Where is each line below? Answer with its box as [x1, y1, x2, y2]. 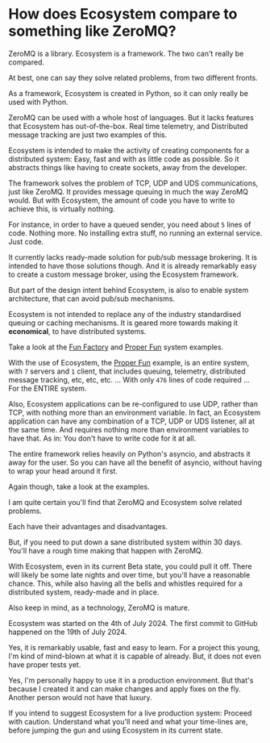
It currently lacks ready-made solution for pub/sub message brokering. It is [8, 252, 258, 262]
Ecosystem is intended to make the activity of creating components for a [8, 145, 250, 155]
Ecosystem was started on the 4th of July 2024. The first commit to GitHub [8, 618, 258, 628]
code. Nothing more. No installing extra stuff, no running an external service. [8, 227, 263, 238]
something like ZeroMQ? [8, 22, 177, 40]
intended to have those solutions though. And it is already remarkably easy [8, 261, 257, 270]
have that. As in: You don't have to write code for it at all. [8, 433, 197, 443]
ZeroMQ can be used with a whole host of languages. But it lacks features [8, 112, 254, 122]
